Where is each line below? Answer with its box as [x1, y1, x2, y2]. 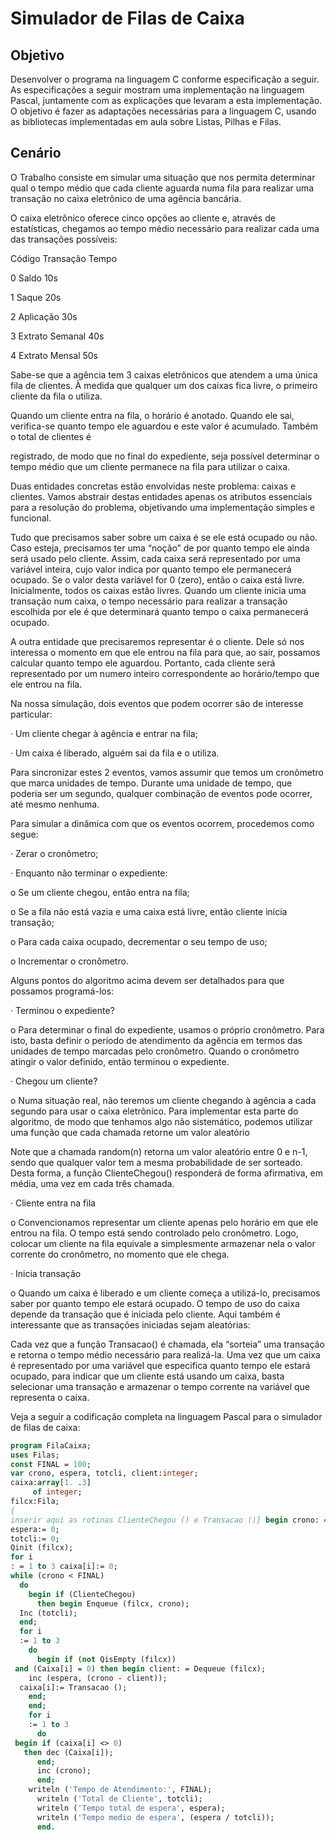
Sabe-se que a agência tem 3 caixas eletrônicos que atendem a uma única [10, 368, 318, 381]
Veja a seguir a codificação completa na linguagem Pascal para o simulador [10, 1410, 323, 1422]
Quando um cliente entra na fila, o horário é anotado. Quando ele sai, [10, 409, 295, 421]
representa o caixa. [10, 1391, 90, 1403]
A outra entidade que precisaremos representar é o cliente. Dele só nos [10, 635, 305, 647]
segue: [10, 828, 39, 840]
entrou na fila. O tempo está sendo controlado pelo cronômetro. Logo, [10, 1227, 299, 1239]
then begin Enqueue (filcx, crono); [36, 1598, 190, 1609]
